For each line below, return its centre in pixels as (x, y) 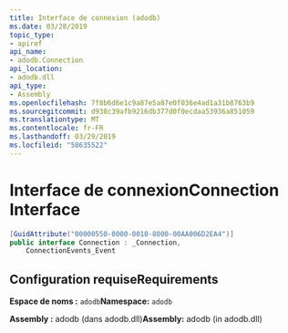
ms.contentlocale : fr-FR (57, 129)
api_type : (28, 86)
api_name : (28, 52)
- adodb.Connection (46, 60)
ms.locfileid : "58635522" (58, 145)
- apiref (26, 43)
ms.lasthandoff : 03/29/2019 (63, 137)
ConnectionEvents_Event (71, 251)
